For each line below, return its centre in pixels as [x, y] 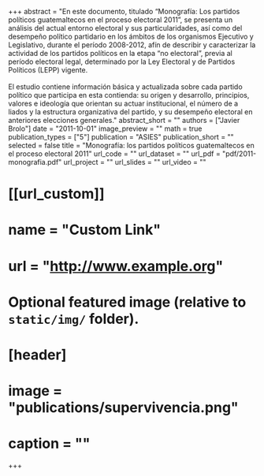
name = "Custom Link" [85, 230]
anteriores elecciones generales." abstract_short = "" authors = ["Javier [124, 120]
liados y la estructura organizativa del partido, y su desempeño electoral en [131, 112]
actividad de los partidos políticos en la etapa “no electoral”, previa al [120, 53]
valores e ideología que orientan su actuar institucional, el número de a [123, 103]
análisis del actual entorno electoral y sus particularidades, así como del [125, 28]
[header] [37, 355]
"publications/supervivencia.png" [123, 408]
